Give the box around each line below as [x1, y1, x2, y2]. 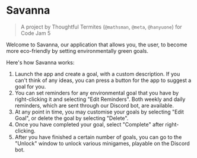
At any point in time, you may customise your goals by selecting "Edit [14, 108, 184, 115]
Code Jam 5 [20, 29, 51, 36]
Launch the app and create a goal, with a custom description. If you [14, 70, 180, 77]
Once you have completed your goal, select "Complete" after [14, 121, 164, 128]
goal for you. [14, 83, 46, 90]
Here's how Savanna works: [6, 59, 75, 66]
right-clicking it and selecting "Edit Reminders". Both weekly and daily [14, 96, 186, 103]
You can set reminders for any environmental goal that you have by [14, 89, 179, 96]
